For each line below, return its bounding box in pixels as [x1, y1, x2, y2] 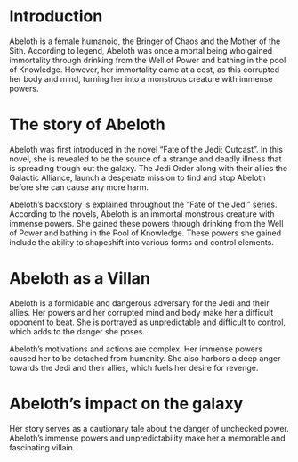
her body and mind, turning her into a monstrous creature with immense [9, 73, 273, 84]
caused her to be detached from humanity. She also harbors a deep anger [9, 352, 281, 363]
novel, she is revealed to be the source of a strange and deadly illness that [9, 153, 282, 164]
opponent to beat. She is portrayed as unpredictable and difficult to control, [9, 317, 286, 327]
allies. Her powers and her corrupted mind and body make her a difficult [9, 307, 274, 318]
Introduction [9, 6, 103, 27]
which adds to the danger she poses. [9, 326, 145, 336]
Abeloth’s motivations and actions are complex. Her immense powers [9, 343, 262, 354]
